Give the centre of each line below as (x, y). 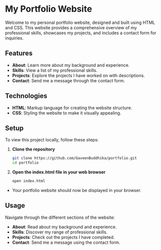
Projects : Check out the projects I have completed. (63, 237)
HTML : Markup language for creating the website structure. (72, 108)
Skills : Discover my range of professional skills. (60, 232)
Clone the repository (33, 149)
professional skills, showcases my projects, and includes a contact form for (81, 33)
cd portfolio (25, 163)
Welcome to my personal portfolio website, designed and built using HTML (80, 22)
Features (19, 53)
